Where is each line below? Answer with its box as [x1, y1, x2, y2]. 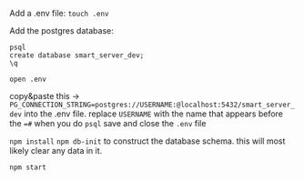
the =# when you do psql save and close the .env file [9, 118, 207, 128]
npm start [9, 163, 47, 172]
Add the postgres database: [9, 25, 114, 35]
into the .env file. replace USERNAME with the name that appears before [24, 108, 284, 119]
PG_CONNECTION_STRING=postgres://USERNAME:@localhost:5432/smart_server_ [9, 100, 296, 109]
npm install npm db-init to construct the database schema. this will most [9, 136, 286, 146]
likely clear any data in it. [9, 146, 103, 156]
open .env [9, 75, 47, 84]
